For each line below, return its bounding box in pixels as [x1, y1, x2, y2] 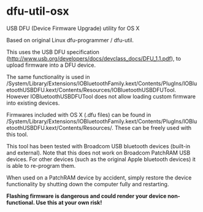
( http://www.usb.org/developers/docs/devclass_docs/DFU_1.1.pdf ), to [6, 55, 182, 62]
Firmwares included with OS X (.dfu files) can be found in [6, 111, 151, 118]
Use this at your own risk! [36, 199, 102, 206]
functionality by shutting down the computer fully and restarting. [6, 180, 169, 187]
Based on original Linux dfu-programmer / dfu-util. [6, 36, 134, 44]
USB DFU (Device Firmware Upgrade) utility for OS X [6, 25, 140, 32]
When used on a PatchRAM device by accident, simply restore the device [6, 173, 192, 181]
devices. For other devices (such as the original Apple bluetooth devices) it [6, 155, 196, 163]
